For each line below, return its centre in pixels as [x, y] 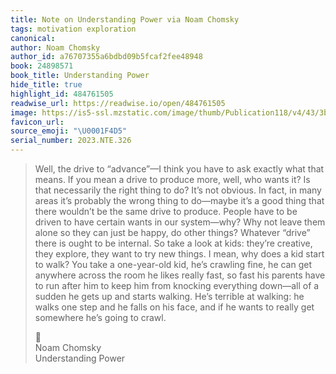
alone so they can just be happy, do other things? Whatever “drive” [172, 232]
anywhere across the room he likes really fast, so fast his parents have [180, 275]
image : [24, 112]
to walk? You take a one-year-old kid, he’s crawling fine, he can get [173, 264]
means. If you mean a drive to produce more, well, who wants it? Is [172, 179]
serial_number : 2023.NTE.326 [71, 141]
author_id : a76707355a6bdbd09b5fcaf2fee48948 [106, 57]
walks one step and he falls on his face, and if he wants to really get [174, 307]
